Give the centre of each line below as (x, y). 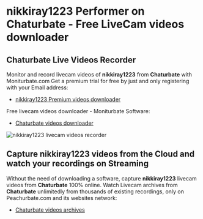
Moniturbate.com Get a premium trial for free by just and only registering (98, 81)
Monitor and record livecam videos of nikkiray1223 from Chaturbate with (99, 74)
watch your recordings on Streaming (77, 164)
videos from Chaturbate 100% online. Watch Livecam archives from (92, 185)
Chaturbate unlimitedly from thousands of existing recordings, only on (95, 191)
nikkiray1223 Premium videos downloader (68, 99)
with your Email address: (37, 87)
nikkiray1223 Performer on (76, 11)
